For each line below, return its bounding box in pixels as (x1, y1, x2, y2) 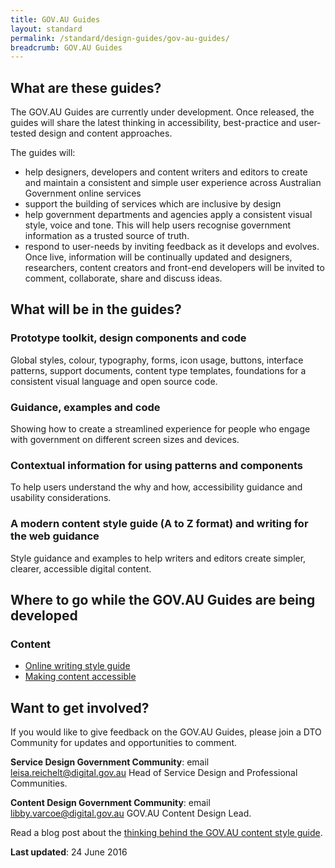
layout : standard (10, 24, 83, 34)
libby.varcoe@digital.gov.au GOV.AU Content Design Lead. (10, 807, 252, 820)
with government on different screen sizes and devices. (10, 434, 240, 446)
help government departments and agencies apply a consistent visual (24, 209, 313, 221)
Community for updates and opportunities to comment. (10, 737, 238, 749)
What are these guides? (10, 79, 162, 96)
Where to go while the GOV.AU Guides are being (10, 592, 316, 609)
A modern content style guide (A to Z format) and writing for (10, 517, 309, 531)
